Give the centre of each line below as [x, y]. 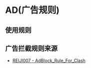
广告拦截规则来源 [31, 48]
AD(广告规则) [32, 10]
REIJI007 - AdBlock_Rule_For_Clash [49, 61]
